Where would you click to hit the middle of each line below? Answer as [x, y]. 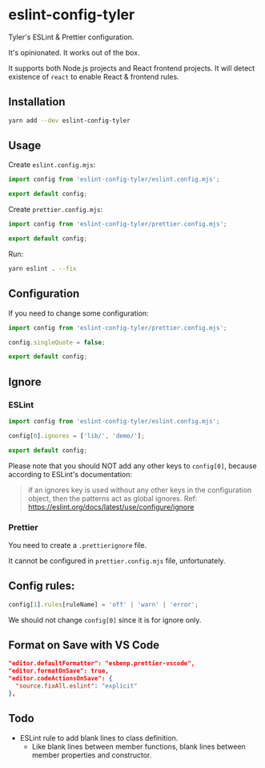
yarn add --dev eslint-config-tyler [69, 121]
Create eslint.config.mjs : [52, 165]
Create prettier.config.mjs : [56, 210]
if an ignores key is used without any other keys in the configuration [140, 490]
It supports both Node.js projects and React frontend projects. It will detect [132, 68]
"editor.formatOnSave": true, [59, 671]
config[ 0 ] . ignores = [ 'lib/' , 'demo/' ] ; [77, 435]
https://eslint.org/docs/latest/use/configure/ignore [111, 507]
